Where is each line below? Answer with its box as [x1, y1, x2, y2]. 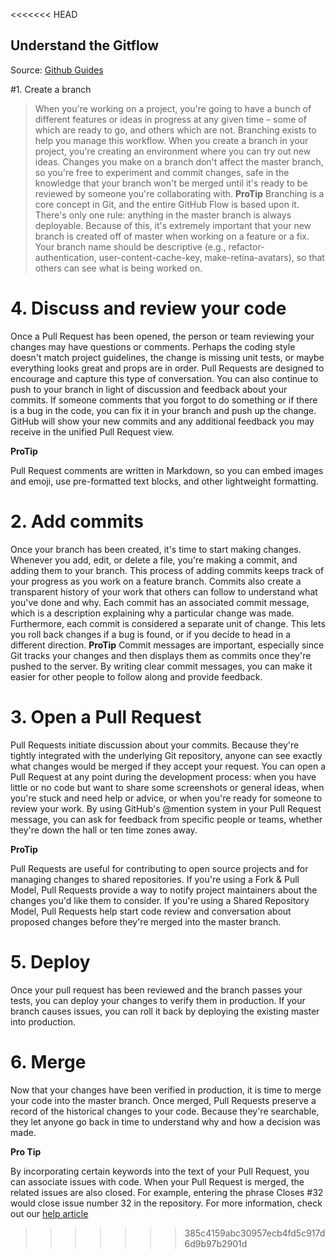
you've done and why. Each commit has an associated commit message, [10, 596, 310, 608]
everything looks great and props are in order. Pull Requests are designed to [10, 362, 325, 374]
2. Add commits [10, 510, 145, 533]
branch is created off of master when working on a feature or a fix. [34, 230, 310, 242]
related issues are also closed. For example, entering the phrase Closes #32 [10, 1186, 324, 1198]
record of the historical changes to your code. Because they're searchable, [10, 1105, 320, 1117]
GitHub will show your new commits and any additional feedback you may [10, 415, 315, 427]
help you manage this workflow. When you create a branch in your [34, 134, 309, 146]
